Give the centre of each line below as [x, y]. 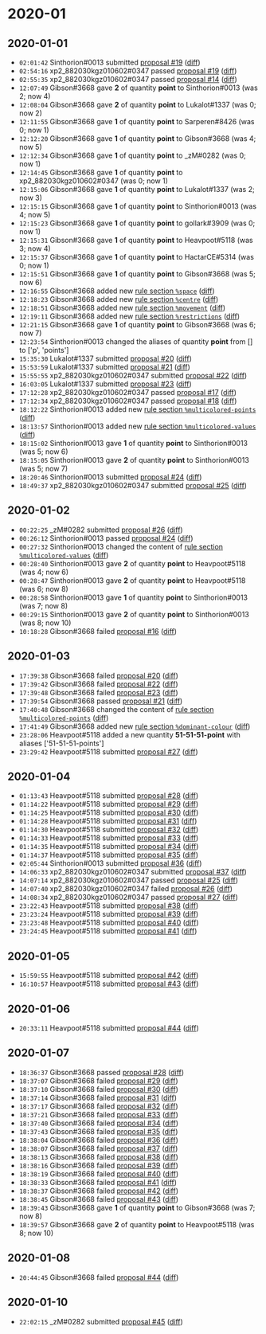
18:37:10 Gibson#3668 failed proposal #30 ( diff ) [98, 1089]
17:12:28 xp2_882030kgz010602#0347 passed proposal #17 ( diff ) [127, 392]
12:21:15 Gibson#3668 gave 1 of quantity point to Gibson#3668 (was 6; [137, 325]
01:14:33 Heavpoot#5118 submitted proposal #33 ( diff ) [109, 838]
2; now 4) [35, 96]
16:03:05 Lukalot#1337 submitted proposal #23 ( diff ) [105, 384]
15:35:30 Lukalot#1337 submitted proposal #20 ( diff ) [106, 358]
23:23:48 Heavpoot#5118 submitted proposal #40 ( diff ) [109, 923]
